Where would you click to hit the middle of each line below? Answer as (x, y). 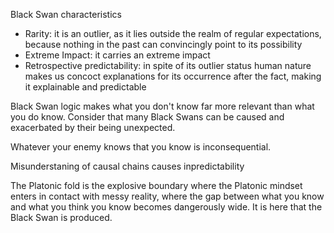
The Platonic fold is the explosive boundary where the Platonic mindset (156, 185)
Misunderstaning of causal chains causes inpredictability (127, 166)
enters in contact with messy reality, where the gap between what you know (167, 196)
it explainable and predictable (85, 87)
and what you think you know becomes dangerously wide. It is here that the (166, 207)
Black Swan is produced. (61, 217)
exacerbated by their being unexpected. (93, 127)
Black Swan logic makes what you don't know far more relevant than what (162, 106)
